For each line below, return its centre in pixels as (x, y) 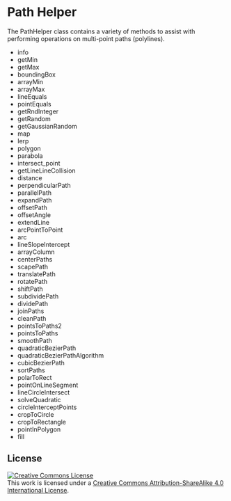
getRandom (34, 118)
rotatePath (32, 281)
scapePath (33, 267)
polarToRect (34, 377)
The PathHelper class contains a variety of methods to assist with (101, 31)
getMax (28, 67)
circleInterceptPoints (47, 407)
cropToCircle (35, 414)
